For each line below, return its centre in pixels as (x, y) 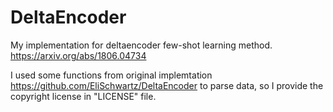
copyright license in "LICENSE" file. (83, 96)
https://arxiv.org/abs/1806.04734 (78, 55)
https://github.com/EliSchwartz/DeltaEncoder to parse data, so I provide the (167, 85)
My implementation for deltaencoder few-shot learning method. (141, 45)
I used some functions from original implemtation (111, 75)
